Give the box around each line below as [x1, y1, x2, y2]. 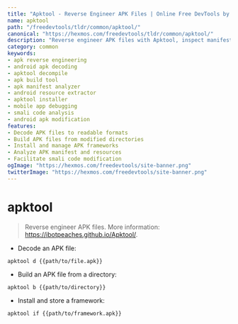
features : [7, 122, 37, 130]
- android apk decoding [7, 63, 78, 70]
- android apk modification [7, 116, 91, 123]
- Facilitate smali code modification [7, 155, 122, 163]
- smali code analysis [7, 109, 74, 116]
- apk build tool [7, 76, 59, 84]
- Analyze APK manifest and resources [7, 149, 122, 156]
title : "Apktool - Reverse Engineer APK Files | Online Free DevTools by [7, 10, 230, 18]
